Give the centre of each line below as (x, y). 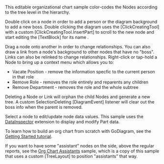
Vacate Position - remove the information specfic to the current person (83, 72)
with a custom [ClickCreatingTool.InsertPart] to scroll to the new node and (80, 32)
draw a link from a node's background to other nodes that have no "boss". (80, 52)
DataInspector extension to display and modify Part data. (62, 122)
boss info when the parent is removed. (44, 107)
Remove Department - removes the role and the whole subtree (75, 87)
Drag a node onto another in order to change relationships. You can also (78, 47)
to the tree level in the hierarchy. (37, 12)
